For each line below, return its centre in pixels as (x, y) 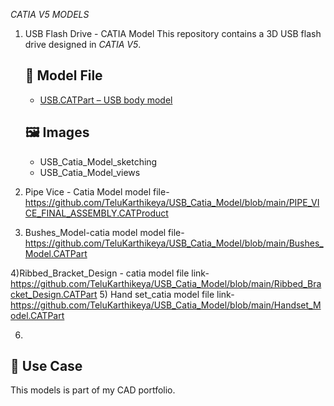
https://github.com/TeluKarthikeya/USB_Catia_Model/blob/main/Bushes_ (174, 243)
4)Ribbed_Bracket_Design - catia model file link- (110, 273)
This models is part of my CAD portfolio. (93, 390)
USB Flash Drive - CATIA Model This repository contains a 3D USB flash (173, 33)
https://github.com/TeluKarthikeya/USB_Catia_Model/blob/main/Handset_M (166, 305)
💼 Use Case (46, 366)
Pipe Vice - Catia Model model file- (97, 191)
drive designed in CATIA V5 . (83, 44)
